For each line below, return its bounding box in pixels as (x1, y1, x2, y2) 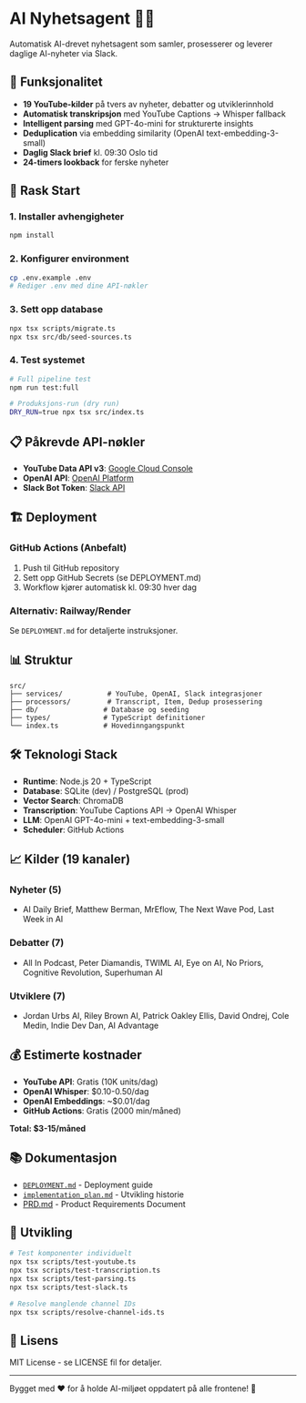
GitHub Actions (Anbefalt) (9, 542, 127, 554)
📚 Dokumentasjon (9, 1151, 117, 1166)
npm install (9, 231, 55, 240)
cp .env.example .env (9, 273, 92, 282)
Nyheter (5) (9, 883, 62, 896)
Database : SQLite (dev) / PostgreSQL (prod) (22, 785, 189, 796)
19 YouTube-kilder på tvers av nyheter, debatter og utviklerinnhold (22, 98, 274, 109)
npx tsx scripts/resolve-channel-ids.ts (9, 1307, 166, 1317)
